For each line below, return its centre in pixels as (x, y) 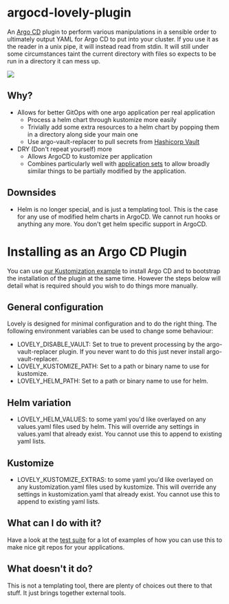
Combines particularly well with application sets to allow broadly (118, 163)
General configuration (55, 307)
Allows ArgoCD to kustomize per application (90, 156)
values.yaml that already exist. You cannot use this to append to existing (119, 434)
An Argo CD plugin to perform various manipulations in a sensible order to (112, 32)
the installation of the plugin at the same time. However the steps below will (114, 278)
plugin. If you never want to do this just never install (132, 352)
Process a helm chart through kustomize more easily (102, 119)
